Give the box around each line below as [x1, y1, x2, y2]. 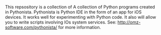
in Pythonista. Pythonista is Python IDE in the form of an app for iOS [5, 9, 142, 15]
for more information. [58, 24, 101, 30]
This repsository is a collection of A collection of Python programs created [5, 4, 155, 10]
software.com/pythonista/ [5, 24, 57, 30]
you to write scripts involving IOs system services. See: [5, 19, 116, 25]
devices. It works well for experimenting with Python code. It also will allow [5, 14, 157, 20]
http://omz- [117, 19, 141, 25]
